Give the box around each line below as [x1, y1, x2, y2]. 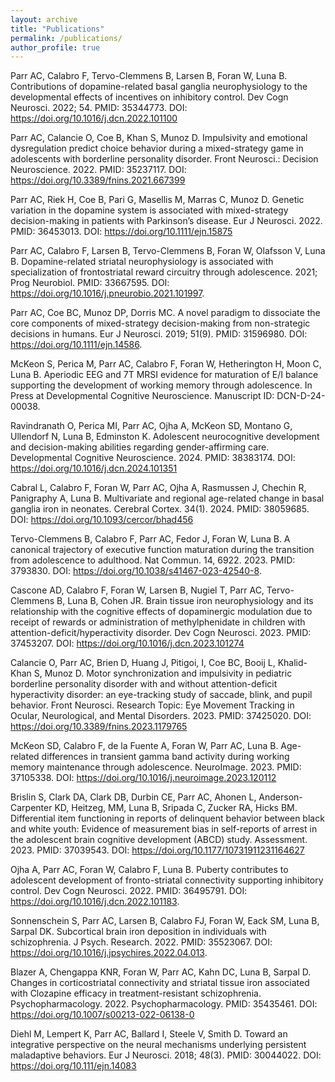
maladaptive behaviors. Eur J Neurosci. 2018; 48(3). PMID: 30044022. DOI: [10, 1049, 322, 1061]
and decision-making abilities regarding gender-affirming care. [10, 441, 270, 453]
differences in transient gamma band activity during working [41, 751, 290, 763]
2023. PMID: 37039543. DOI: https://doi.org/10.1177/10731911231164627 [10, 844, 305, 856]
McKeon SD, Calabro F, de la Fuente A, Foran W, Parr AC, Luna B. [10, 740, 279, 752]
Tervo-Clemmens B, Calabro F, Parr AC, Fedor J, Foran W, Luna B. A [10, 533, 291, 545]
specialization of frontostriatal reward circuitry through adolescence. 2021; [10, 266, 318, 278]
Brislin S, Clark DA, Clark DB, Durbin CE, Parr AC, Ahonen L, [10, 791, 257, 803]
